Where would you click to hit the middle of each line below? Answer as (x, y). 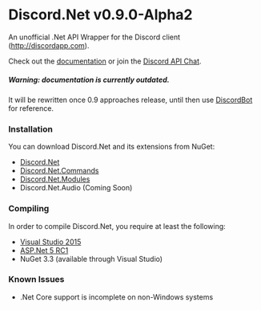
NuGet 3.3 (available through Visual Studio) (91, 259)
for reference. (31, 108)
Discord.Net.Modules (55, 179)
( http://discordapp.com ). (49, 45)
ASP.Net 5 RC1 (44, 250)
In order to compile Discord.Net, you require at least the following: (117, 226)
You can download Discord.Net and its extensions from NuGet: (112, 147)
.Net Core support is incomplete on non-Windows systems (116, 297)
